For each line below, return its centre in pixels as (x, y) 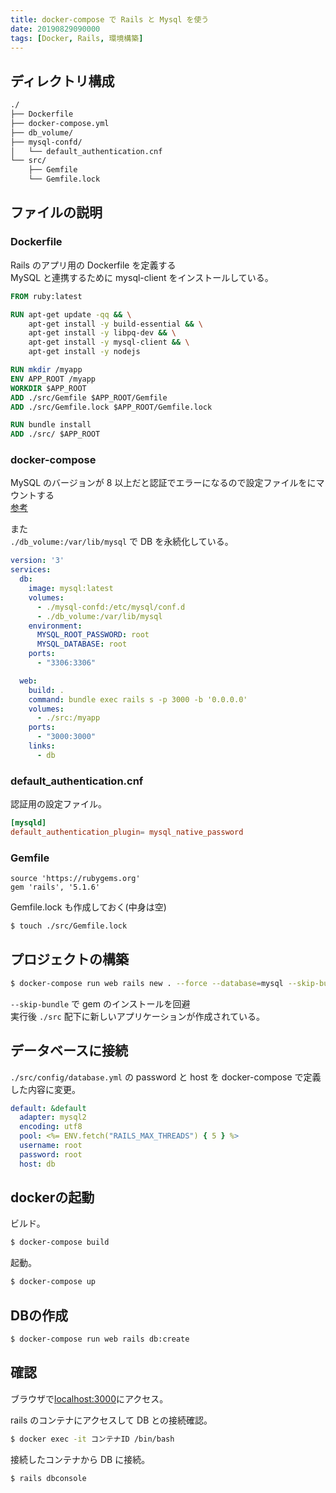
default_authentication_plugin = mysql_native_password (127, 832)
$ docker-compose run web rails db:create (100, 1339)
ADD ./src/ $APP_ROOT (55, 434)
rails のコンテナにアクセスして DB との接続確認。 (111, 1420)
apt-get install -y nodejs (84, 352)
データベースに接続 (69, 1051)
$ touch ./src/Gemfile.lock (69, 926)
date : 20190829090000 (55, 29)
